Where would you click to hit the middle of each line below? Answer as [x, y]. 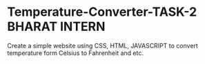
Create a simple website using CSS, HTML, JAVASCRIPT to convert [102, 45]
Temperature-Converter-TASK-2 [102, 12]
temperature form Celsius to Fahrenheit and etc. [75, 53]
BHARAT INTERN [56, 26]
